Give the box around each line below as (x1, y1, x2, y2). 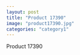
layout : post (6, 9, 39, 15)
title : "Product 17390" (6, 15, 67, 21)
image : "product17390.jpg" (6, 20, 75, 26)
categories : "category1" (6, 26, 69, 32)
